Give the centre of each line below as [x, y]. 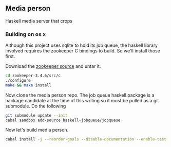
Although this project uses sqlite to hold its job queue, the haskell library [82, 45]
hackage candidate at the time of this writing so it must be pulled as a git [82, 100]
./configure [18, 80]
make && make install [28, 85]
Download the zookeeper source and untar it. [53, 66]
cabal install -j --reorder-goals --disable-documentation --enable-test [86, 139]
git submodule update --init [36, 115]
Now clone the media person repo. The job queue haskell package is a [80, 95]
